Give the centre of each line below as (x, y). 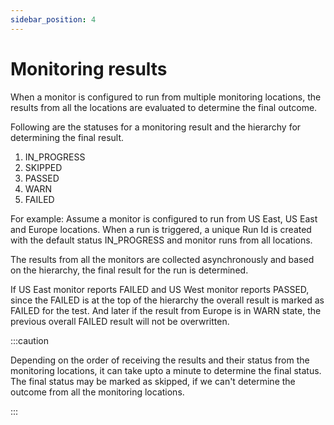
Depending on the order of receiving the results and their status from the (160, 360)
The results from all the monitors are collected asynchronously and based (162, 259)
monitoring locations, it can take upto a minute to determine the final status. (166, 370)
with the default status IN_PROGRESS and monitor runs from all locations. (161, 240)
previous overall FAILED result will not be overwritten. (120, 321)
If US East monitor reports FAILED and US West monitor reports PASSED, (160, 289)
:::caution (30, 340)
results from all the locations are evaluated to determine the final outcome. (164, 107)
